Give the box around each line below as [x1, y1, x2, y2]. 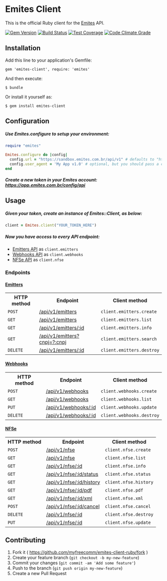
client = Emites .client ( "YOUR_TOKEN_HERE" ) [5, 223, 97, 228]
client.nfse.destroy [105, 511, 154, 517]
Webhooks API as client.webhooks [12, 251, 83, 257]
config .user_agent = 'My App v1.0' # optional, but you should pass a [9, 162, 159, 166]
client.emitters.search [100, 336, 157, 342]
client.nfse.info [105, 463, 146, 469]
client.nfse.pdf [105, 487, 143, 493]
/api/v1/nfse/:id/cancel [46, 503, 100, 510]
